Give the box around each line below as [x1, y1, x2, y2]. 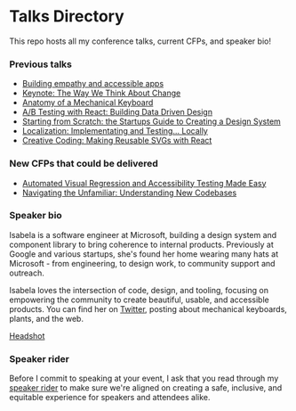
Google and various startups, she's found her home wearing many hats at [9, 248, 278, 259]
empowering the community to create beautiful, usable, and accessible [9, 294, 269, 305]
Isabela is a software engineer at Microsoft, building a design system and [9, 229, 277, 240]
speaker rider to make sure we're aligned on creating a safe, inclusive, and [9, 382, 283, 393]
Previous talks [9, 58, 73, 70]
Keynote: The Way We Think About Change [21, 87, 181, 99]
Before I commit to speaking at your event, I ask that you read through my [9, 373, 279, 384]
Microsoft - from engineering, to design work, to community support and [9, 258, 276, 268]
